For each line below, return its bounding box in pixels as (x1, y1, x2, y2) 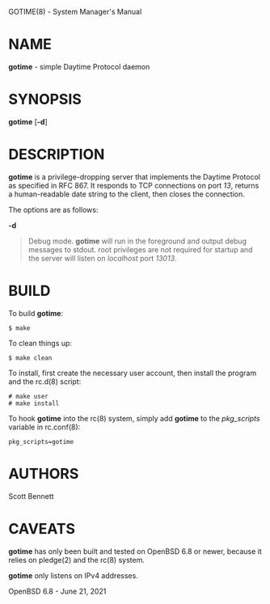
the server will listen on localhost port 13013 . (27, 253, 177, 263)
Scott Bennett (8, 491, 54, 501)
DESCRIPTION (8, 146, 105, 164)
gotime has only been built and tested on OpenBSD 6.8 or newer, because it (8, 546, 263, 556)
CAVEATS (8, 519, 75, 538)
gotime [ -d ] (8, 116, 48, 126)
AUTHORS (8, 464, 79, 483)
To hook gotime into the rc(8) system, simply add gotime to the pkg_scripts (8, 413, 260, 423)
